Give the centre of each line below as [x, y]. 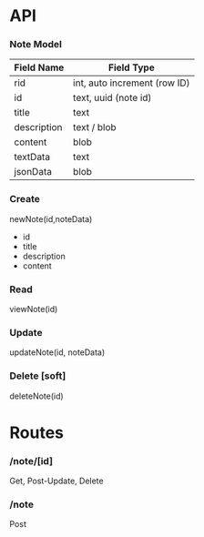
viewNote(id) [34, 309]
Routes [36, 432]
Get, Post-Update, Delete [56, 481]
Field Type [131, 67]
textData [32, 157]
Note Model [36, 45]
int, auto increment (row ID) [131, 83]
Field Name [39, 67]
